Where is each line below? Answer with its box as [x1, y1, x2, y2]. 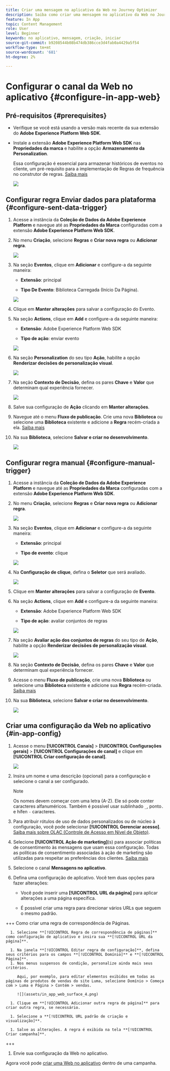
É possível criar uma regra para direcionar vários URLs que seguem [20, 905, 161, 911]
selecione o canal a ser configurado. [13, 778, 89, 784]
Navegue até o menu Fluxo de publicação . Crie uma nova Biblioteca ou [13, 414, 163, 420]
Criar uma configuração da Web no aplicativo [6, 721, 151, 730]
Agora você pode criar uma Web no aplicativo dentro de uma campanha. [6, 1060, 157, 1066]
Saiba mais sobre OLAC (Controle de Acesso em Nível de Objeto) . [13, 829, 150, 835]
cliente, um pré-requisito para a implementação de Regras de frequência [13, 166, 164, 172]
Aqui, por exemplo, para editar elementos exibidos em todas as [17, 974, 155, 979]
